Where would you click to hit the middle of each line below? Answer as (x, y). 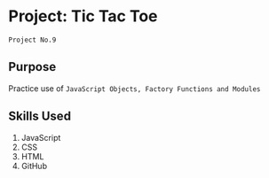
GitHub (34, 166)
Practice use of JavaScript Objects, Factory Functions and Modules (134, 88)
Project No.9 (32, 40)
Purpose (32, 67)
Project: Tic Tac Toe (83, 16)
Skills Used (40, 116)
